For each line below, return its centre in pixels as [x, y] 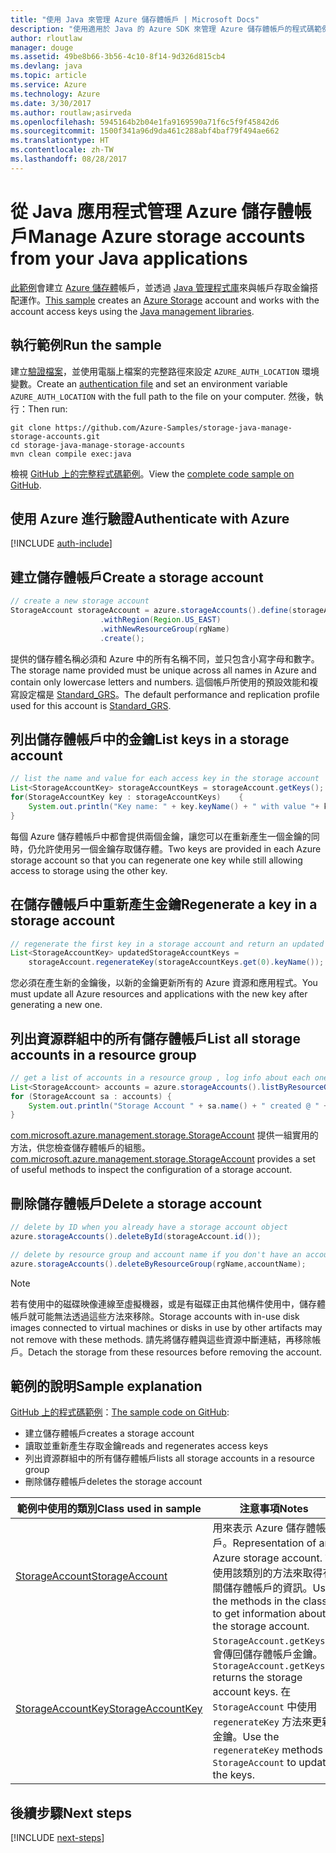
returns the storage [257, 1678]
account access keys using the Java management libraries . [132, 311]
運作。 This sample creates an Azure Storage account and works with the [169, 300]
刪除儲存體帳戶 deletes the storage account [113, 1482]
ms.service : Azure [48, 85]
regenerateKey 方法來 [262, 1722]
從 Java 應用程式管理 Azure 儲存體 [152, 211]
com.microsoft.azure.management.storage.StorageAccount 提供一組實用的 [164, 1135]
